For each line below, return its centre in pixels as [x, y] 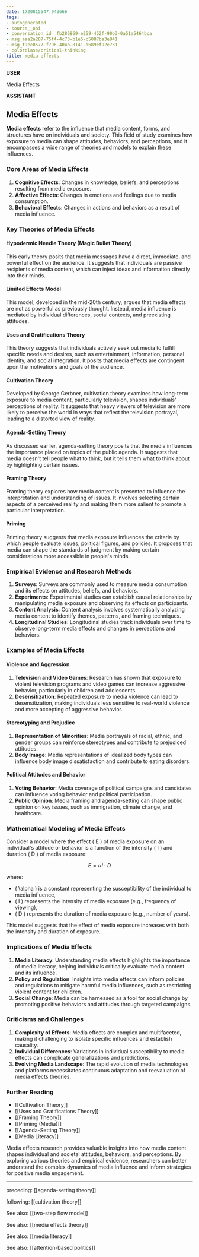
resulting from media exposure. [53, 188]
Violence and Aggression [38, 664]
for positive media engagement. [45, 1173]
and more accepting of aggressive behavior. [68, 709]
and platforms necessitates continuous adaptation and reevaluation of [100, 1070]
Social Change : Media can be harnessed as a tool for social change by [101, 998]
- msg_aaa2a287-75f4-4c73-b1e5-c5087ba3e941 [62, 39]
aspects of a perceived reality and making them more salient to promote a [96, 504]
